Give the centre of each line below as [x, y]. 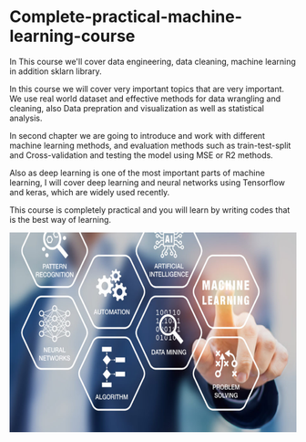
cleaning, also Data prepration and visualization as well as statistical [137, 108]
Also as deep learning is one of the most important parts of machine [138, 173]
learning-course [72, 36]
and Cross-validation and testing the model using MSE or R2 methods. [141, 155]
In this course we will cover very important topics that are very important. [147, 89]
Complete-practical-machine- [126, 17]
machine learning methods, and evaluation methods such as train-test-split [150, 145]
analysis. [26, 118]
